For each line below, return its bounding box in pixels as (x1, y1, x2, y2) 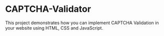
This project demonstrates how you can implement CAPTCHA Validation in (5, 20, 159, 26)
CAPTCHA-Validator (5, 3, 91, 15)
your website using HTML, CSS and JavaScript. (5, 25, 103, 31)
